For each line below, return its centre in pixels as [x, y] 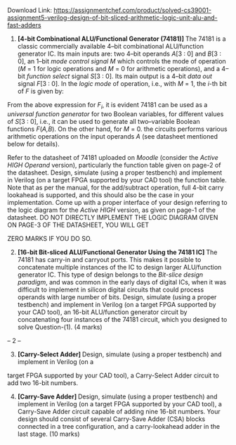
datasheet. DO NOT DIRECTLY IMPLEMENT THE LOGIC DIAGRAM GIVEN [113, 217]
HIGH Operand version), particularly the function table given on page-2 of [114, 165]
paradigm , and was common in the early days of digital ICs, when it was [122, 282]
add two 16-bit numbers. [43, 382]
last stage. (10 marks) [48, 434]
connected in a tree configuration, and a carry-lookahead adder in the [118, 426]
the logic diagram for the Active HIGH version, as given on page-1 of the [112, 210]
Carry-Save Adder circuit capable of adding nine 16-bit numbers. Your [119, 411]
